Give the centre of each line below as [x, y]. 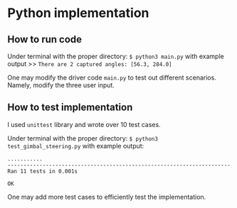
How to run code [45, 39]
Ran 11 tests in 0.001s [43, 171]
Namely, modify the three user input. [61, 85]
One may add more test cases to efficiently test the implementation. [107, 197]
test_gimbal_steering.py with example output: [76, 146]
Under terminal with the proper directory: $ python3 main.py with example [116, 56]
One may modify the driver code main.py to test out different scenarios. [112, 77]
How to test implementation [70, 108]
